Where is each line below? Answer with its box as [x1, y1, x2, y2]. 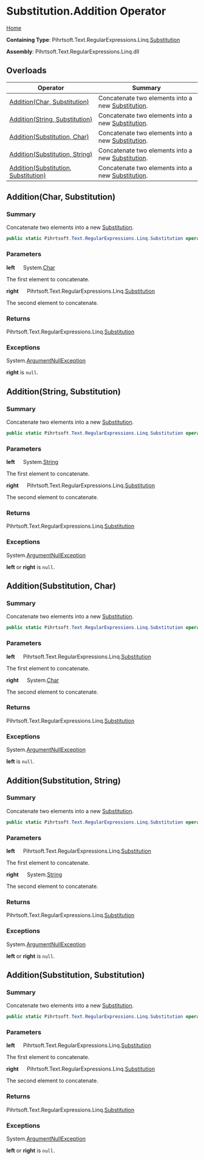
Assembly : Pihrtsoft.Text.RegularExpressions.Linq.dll [6, 47, 140, 55]
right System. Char [6, 676, 59, 684]
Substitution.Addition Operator [6, 4, 166, 18]
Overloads [6, 66, 47, 76]
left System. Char [6, 264, 56, 271]
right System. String [6, 870, 63, 878]
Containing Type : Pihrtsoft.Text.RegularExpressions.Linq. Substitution [6, 36, 180, 43]
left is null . [6, 758, 35, 765]
